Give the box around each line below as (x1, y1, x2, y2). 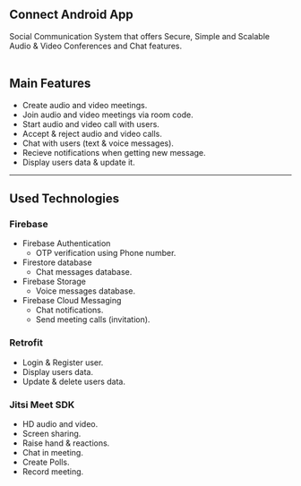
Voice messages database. (35, 286, 136, 296)
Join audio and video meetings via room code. (21, 109, 194, 120)
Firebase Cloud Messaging (21, 295, 122, 306)
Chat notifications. (35, 304, 104, 316)
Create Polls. (21, 456, 70, 467)
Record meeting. (21, 465, 84, 477)
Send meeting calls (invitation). (35, 314, 150, 325)
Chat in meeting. (21, 447, 83, 457)
